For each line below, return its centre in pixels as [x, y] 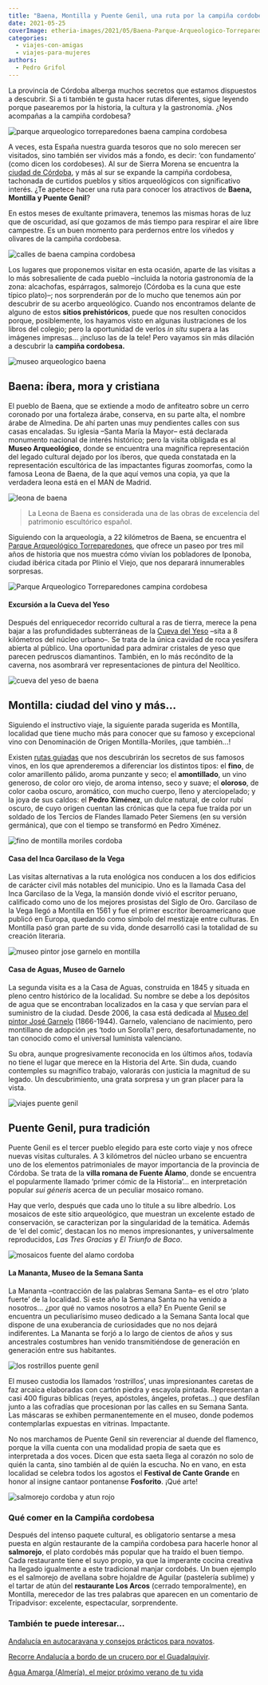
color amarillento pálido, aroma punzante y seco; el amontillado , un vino [128, 774]
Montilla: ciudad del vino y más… [93, 706]
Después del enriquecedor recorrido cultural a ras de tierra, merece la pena [133, 622]
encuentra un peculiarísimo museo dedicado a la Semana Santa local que [129, 1316]
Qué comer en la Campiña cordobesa [81, 1517]
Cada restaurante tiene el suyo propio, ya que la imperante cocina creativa [131, 1560]
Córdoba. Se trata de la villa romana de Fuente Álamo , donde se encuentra [132, 1173]
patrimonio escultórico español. [80, 521]
